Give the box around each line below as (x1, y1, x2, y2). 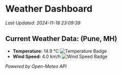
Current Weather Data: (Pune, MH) (5, 34, 117, 43)
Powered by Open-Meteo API (5, 63, 67, 69)
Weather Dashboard (5, 3, 93, 15)
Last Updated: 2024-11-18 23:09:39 (5, 20, 81, 26)
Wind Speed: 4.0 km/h (12, 53, 61, 59)
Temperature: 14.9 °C (12, 48, 59, 54)
